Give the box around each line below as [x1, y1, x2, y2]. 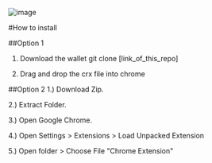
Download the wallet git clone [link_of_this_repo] [19, 54, 179, 63]
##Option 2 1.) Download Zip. [8, 84, 104, 94]
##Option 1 [8, 38, 44, 48]
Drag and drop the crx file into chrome [19, 69, 145, 79]
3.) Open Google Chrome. [8, 115, 93, 125]
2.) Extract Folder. [8, 100, 67, 109]
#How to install [8, 23, 57, 32]
